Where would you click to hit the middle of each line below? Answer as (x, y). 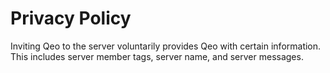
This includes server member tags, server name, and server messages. (157, 56)
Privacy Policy (71, 18)
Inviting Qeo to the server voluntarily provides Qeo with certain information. (166, 46)
